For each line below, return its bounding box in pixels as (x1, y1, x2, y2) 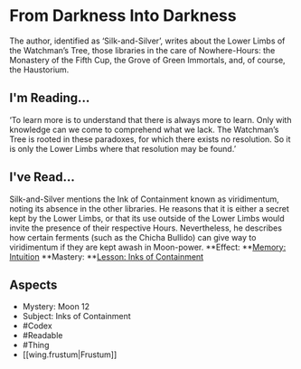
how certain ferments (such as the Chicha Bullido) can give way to (9, 232, 257, 242)
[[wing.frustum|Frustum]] (22, 349, 118, 360)
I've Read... (9, 169, 75, 185)
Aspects (9, 277, 58, 292)
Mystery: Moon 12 (22, 301, 90, 312)
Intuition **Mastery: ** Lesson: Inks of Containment (9, 251, 204, 262)
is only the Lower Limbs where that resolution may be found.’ (9, 143, 237, 154)
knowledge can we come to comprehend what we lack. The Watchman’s (9, 124, 279, 135)
